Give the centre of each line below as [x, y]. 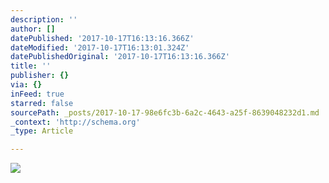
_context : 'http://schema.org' [75, 122]
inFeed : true [37, 94]
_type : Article [42, 131]
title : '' [31, 66]
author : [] [33, 29]
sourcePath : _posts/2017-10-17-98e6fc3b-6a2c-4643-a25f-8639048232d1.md [165, 112]
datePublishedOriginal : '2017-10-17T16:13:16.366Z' [120, 57]
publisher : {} [40, 76]
